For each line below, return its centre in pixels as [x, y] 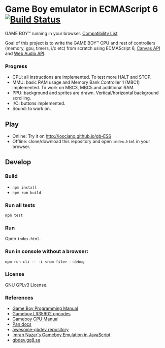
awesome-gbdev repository [40, 330]
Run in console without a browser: [47, 251]
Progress [16, 66]
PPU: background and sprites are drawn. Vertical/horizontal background [85, 93]
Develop [18, 162]
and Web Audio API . [25, 53]
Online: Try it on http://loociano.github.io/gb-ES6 [62, 136]
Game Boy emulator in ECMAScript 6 [82, 9]
